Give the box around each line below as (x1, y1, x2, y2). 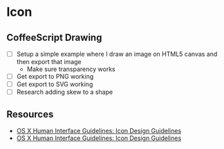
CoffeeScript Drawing (6, 32, 102, 43)
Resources (6, 108, 54, 120)
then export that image (16, 58, 82, 66)
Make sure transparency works (26, 65, 115, 73)
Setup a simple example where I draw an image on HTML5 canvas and (16, 50, 218, 58)
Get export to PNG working (16, 72, 94, 81)
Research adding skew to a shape (16, 88, 113, 97)
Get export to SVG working (16, 80, 93, 88)
